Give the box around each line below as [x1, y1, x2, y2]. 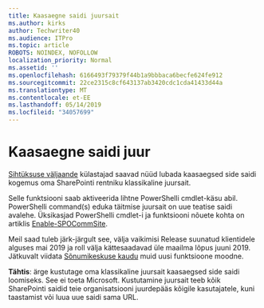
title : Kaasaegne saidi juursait [8, 11, 120, 20]
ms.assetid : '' [8, 64, 59, 72]
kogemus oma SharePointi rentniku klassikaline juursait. [8, 178, 191, 187]
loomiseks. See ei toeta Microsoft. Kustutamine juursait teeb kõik [8, 275, 221, 285]
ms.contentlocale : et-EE [8, 94, 91, 102]
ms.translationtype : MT [8, 86, 88, 94]
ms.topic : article [8, 42, 69, 50]
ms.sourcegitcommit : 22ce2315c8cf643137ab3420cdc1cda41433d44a [8, 78, 223, 86]
